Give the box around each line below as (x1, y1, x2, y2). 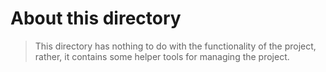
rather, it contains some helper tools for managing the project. (34, 50, 290, 62)
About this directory (10, 7, 182, 30)
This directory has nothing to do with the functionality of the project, (34, 40, 317, 52)
